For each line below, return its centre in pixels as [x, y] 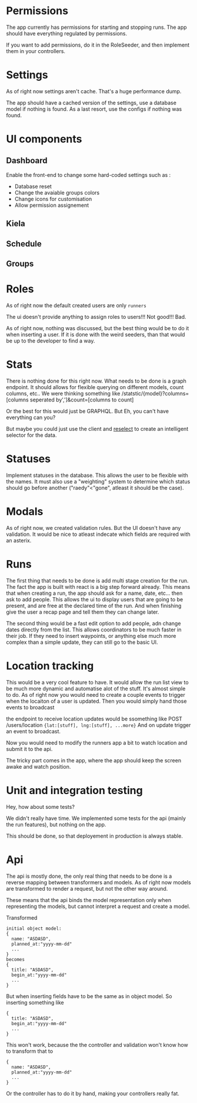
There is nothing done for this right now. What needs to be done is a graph [96, 381]
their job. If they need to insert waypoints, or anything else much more [91, 636]
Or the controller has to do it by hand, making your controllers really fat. [93, 1093]
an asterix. [19, 540]
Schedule [24, 244]
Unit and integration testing [74, 790]
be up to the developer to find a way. [51, 341]
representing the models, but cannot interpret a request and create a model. [98, 906]
